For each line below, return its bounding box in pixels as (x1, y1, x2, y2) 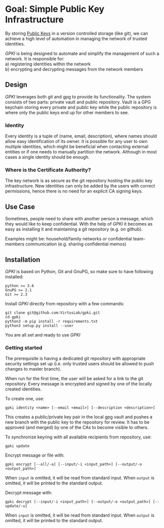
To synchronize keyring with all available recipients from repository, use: (5, 434, 152, 440)
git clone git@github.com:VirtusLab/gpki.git (5, 310, 100, 315)
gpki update (5, 444, 30, 449)
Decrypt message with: (5, 490, 53, 496)
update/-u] (5, 504, 28, 509)
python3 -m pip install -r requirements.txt (5, 319, 98, 324)
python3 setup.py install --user (5, 323, 74, 328)
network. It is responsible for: (5, 55, 65, 61)
